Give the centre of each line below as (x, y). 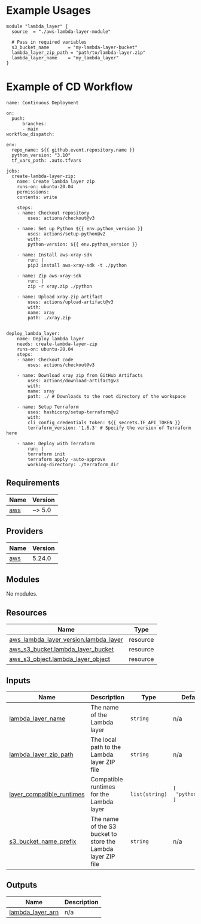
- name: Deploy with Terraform (56, 443)
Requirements (33, 483)
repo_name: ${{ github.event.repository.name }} (73, 150)
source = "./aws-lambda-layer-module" (61, 31)
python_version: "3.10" (41, 155)
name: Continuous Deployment (42, 102)
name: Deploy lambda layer (51, 339)
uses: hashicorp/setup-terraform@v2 (73, 412)
